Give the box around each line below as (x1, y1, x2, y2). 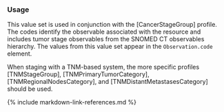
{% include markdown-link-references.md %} (7, 98, 136, 107)
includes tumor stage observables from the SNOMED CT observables (7, 35, 205, 43)
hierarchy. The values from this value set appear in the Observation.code (7, 43, 213, 51)
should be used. (7, 85, 53, 93)
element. (7, 49, 32, 58)
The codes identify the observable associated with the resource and (7, 27, 201, 36)
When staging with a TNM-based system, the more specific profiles (7, 63, 200, 71)
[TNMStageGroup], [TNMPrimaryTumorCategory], (7, 70, 150, 78)
